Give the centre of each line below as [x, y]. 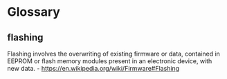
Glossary [34, 12]
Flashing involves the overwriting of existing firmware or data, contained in [113, 54]
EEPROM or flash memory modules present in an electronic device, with [110, 61]
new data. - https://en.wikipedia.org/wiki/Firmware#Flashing [93, 68]
